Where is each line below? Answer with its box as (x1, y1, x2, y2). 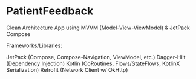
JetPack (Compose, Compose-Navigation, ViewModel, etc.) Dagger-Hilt (6, 53, 186, 60)
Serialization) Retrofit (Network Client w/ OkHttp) (6, 66, 128, 73)
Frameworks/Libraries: (6, 42, 62, 49)
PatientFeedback (6, 4, 94, 18)
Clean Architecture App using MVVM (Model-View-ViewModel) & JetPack (6, 24, 191, 31)
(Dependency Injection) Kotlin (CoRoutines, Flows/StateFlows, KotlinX (6, 60, 180, 67)
